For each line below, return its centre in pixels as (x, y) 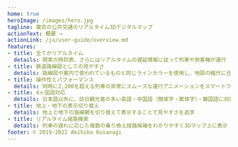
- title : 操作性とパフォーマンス (51, 80)
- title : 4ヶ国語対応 (36, 93)
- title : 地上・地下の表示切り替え (53, 106)
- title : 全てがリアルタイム (45, 54)
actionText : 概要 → (35, 34)
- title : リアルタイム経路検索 (48, 119)
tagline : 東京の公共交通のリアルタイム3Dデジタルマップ (80, 27)
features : (22, 47)
